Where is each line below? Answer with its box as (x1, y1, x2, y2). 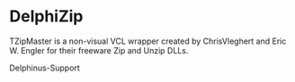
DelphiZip (9, 6, 84, 27)
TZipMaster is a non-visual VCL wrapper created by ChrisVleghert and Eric (9, 36, 287, 46)
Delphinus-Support (9, 62, 81, 73)
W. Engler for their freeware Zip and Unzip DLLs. (9, 45, 189, 55)
